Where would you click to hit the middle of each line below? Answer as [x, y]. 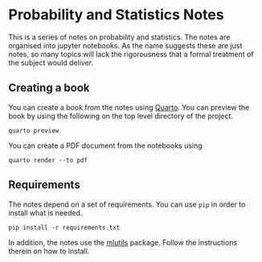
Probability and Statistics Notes [116, 15]
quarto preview [34, 130]
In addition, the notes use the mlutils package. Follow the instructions [123, 242]
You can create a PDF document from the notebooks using [105, 145]
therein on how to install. [49, 251]
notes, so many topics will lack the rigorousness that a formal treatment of [131, 54]
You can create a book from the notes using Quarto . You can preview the [129, 107]
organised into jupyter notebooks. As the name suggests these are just [125, 45]
